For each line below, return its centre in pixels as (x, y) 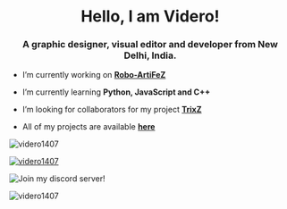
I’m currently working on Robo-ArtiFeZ (94, 75)
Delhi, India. (150, 55)
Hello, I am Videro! (150, 17)
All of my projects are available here (89, 127)
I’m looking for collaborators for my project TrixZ (112, 110)
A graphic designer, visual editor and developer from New (150, 45)
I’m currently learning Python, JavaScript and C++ (116, 92)
